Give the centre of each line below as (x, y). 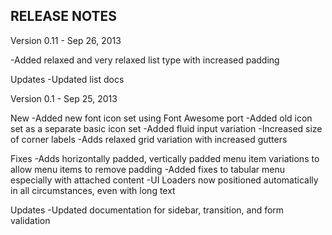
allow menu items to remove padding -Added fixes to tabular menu (148, 169)
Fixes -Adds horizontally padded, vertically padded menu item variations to (165, 158)
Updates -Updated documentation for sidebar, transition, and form (147, 210)
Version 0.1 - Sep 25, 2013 (64, 98)
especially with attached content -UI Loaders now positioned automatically (164, 180)
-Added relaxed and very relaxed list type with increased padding (145, 60)
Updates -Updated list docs (67, 79)
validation (30, 220)
